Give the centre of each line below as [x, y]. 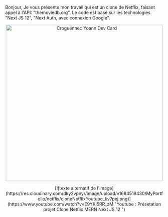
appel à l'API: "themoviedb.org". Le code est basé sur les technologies [78, 12]
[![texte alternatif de [75, 188]
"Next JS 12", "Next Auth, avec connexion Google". [58, 18]
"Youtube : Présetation [138, 204]
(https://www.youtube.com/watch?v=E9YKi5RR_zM [60, 204]
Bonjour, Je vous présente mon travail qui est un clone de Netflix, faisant [80, 7]
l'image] [105, 188]
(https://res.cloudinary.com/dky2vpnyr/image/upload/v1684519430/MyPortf [84, 193]
